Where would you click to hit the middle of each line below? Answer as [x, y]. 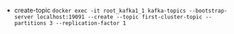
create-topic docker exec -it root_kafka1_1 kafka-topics [100, 10]
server [24, 17]
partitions [30, 23]
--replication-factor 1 [91, 23]
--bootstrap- [208, 11]
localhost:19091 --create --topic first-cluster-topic [119, 17]
